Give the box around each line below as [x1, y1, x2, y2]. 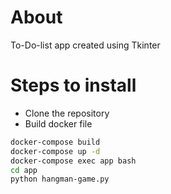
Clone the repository [24, 107, 110, 119]
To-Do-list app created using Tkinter [10, 39, 161, 51]
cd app [10, 165, 38, 175]
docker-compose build [10, 137, 101, 147]
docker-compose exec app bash [10, 156, 137, 166]
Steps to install [10, 74, 137, 97]
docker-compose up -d [10, 146, 101, 156]
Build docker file [24, 117, 93, 130]
